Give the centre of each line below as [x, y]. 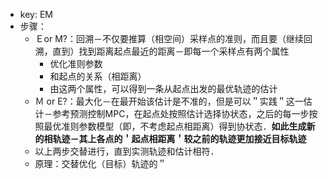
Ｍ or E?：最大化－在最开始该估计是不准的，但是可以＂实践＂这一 [169, 101]
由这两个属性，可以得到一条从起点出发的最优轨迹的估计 [163, 88]
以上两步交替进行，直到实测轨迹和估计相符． [127, 151]
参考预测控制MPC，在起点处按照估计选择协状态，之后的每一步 [181, 113]
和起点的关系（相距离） [98, 76]
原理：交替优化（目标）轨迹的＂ [100, 163]
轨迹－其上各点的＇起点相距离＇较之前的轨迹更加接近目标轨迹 [179, 138]
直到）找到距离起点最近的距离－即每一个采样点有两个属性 [171, 51]
